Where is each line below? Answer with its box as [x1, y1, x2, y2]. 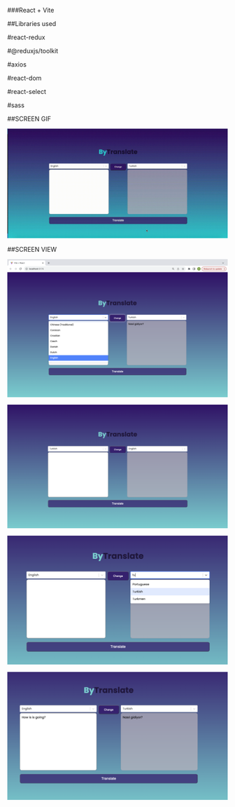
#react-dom [7, 74, 42, 82]
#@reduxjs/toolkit [7, 47, 59, 55]
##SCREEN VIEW [7, 245, 57, 253]
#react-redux [7, 33, 45, 41]
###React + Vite [7, 6, 55, 14]
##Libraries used [7, 20, 57, 27]
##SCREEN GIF [7, 115, 51, 123]
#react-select [7, 88, 47, 95]
